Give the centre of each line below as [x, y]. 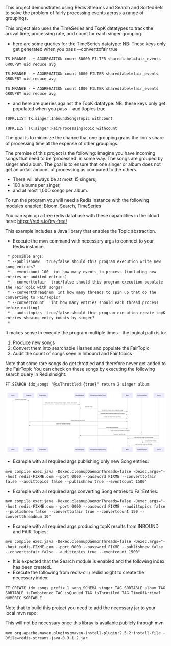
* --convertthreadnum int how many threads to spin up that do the [82, 292]
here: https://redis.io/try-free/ [36, 221]
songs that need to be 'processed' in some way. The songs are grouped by [84, 159]
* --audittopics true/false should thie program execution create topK [87, 313]
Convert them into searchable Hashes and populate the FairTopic [81, 348]
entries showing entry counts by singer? [50, 318]
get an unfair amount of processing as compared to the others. [71, 169]
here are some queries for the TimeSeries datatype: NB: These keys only [89, 44]
